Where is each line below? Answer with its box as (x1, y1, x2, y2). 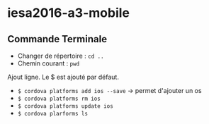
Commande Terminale (7, 33, 108, 45)
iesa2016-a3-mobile (7, 5, 130, 21)
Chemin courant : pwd (17, 59, 80, 68)
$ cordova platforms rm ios (17, 95, 101, 102)
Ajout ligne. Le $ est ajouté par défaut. (7, 73, 119, 81)
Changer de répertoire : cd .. (17, 51, 104, 60)
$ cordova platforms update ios (17, 103, 113, 110)
